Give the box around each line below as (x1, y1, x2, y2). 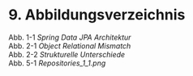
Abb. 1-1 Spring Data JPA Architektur (8, 32, 131, 42)
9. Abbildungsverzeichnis (8, 6, 186, 24)
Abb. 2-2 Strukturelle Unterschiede (8, 49, 126, 59)
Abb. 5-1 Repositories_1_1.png (8, 58, 106, 68)
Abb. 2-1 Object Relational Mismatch (8, 40, 131, 50)
